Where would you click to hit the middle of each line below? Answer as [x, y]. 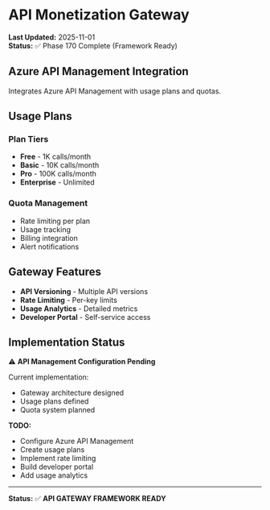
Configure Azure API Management [77, 442]
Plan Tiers [29, 139]
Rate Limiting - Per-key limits [69, 300]
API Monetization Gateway [99, 15]
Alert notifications [49, 247]
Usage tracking [45, 229]
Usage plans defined [54, 401]
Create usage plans [52, 450]
